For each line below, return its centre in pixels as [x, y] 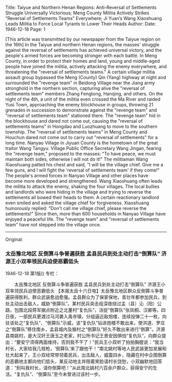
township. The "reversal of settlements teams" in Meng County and [76, 132]
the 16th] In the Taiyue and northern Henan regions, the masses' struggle [82, 45]
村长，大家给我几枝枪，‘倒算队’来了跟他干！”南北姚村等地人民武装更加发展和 [86, 349]
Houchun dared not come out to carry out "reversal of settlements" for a [81, 137]
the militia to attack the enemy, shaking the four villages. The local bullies [82, 186]
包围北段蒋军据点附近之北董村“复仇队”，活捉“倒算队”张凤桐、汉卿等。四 [90, 310]
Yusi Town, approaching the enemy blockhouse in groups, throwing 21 [79, 104]
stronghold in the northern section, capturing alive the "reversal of [75, 88]
